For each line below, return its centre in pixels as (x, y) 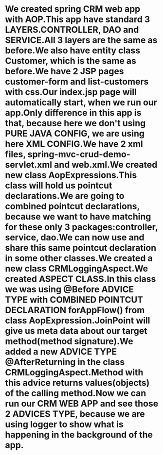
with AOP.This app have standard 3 (78, 19)
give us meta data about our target (76, 331)
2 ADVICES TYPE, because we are (75, 414)
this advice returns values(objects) (77, 383)
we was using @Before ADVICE (70, 290)
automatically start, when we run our (81, 102)
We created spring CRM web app (73, 9)
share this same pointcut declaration (81, 248)
